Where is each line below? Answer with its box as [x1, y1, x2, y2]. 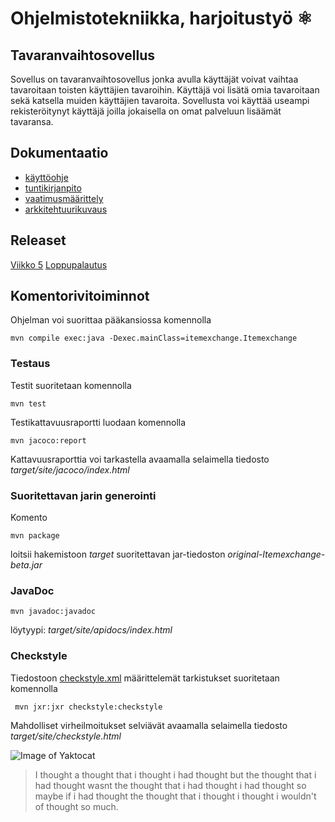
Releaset [10, 232, 67, 249]
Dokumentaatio [10, 145, 109, 162]
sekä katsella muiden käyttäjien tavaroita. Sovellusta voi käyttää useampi [10, 95, 310, 106]
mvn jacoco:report [10, 435, 87, 446]
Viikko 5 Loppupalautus [10, 258, 108, 271]
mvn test [10, 398, 47, 409]
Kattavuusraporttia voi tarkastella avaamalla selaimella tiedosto [10, 453, 270, 465]
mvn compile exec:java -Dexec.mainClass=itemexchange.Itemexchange [10, 333, 298, 344]
